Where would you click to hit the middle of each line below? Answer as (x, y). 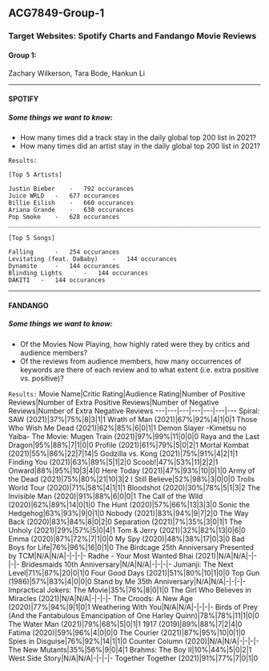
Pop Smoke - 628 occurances (64, 217)
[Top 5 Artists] (35, 175)
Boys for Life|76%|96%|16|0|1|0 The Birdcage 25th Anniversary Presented (131, 547)
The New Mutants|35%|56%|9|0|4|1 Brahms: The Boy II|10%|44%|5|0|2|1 (130, 649)
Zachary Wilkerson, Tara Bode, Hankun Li (77, 73)
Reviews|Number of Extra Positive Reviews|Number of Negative (114, 402)
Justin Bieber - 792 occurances (71, 189)
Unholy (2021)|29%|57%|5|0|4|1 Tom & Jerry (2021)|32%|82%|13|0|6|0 (127, 530)
